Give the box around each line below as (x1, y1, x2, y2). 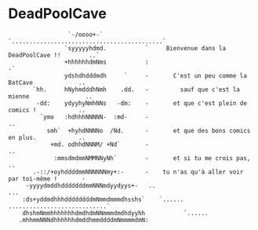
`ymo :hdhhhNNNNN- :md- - (39, 113, 149, 121)
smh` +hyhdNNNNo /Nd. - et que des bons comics (46, 126, 251, 134)
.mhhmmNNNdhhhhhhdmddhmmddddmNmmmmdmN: (18, 216, 149, 224)
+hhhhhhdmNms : (64, 58, 149, 66)
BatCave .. (8, 78, 86, 86)
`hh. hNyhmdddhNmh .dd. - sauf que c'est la (32, 86, 241, 93)
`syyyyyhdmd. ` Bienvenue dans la (64, 44, 226, 52)
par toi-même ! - (8, 174, 86, 183)
